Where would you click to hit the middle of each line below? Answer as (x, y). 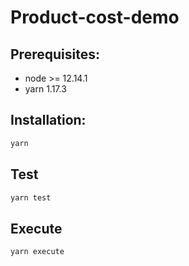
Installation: (48, 120)
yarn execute (37, 252)
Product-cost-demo (95, 17)
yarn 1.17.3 (45, 89)
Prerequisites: (55, 54)
